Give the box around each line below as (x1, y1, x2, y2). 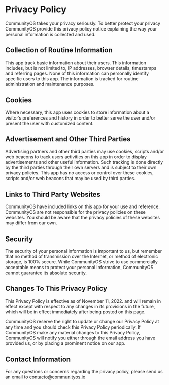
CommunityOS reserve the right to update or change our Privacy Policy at (5, 318, 159, 324)
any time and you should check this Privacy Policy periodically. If (5, 324, 141, 330)
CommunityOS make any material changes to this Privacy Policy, (5, 329, 141, 335)
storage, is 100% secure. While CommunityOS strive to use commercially (5, 259, 158, 265)
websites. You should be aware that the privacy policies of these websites (5, 215, 160, 221)
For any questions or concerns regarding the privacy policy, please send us (5, 368, 163, 374)
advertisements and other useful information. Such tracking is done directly (5, 159, 163, 165)
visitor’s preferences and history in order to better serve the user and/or (5, 114, 156, 121)
